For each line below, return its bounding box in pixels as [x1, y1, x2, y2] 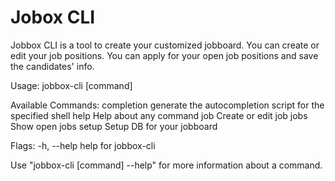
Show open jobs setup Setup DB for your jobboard [10, 120, 218, 132]
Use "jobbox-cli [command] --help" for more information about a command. [10, 159, 323, 171]
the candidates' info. [10, 60, 95, 72]
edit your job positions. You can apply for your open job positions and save [10, 49, 319, 61]
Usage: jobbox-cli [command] [10, 79, 133, 91]
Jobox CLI [10, 6, 96, 29]
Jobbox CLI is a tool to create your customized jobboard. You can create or [10, 39, 320, 51]
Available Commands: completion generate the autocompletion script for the [10, 99, 325, 111]
